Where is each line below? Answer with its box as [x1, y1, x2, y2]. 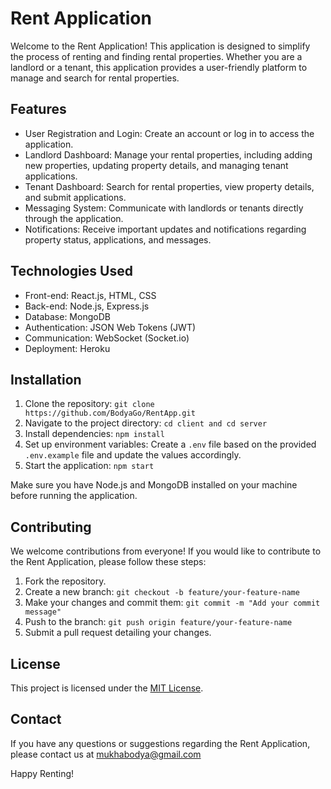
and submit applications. [24, 191, 127, 203]
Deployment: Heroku [24, 342, 111, 354]
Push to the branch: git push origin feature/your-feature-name [24, 616, 293, 628]
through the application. [24, 212, 124, 224]
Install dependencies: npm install [24, 428, 165, 440]
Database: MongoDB [24, 310, 111, 322]
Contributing [10, 518, 92, 536]
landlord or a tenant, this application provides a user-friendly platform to [10, 61, 308, 73]
